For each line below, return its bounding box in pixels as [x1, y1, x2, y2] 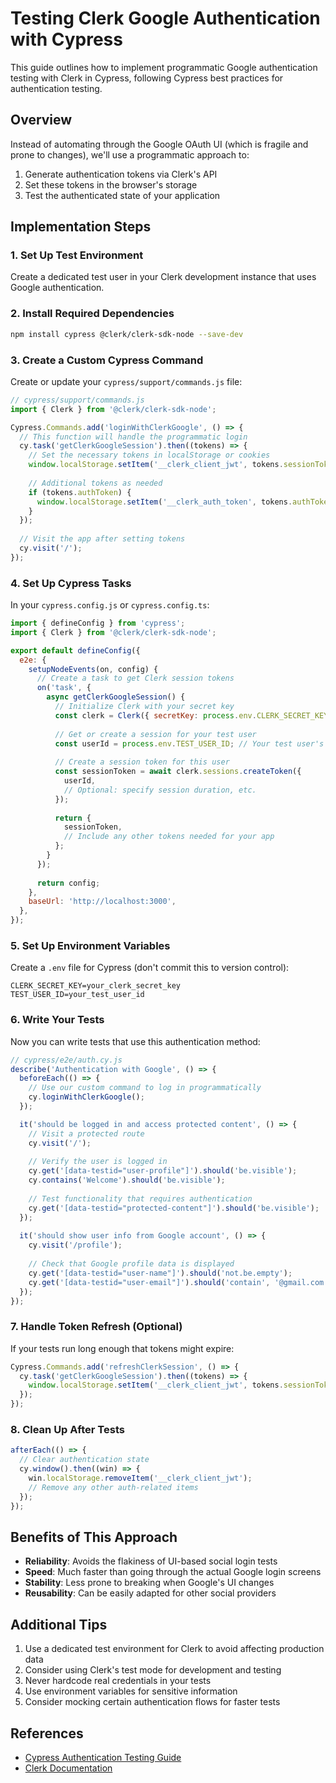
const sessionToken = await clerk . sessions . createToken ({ [54, 767, 302, 777]
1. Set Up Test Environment [10, 248, 144, 262]
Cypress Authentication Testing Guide [24, 1751, 182, 1763]
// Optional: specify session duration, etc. [63, 785, 257, 795]
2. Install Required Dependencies [10, 307, 175, 321]
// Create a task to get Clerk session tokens [36, 673, 235, 684]
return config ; [36, 878, 101, 888]
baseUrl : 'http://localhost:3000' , [28, 897, 177, 907]
